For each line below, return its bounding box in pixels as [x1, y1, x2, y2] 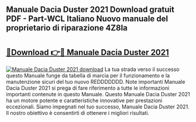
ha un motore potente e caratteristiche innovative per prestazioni [6, 97, 163, 104]
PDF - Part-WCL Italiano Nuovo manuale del [6, 14, 169, 24]
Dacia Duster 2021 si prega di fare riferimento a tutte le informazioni [6, 84, 170, 91]
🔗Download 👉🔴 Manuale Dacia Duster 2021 [6, 47, 170, 57]
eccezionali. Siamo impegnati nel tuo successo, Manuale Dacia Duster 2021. [6, 103, 190, 110]
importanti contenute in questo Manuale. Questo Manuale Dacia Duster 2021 [6, 91, 190, 97]
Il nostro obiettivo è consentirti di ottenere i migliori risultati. [6, 110, 150, 116]
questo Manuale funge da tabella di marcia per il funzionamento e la [6, 72, 170, 79]
